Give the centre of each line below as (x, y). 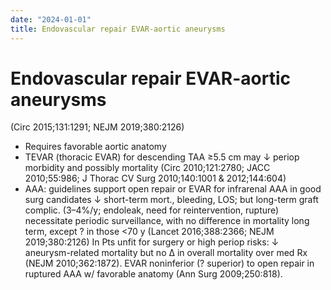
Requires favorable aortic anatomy (95, 147)
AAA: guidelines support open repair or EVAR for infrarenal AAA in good (173, 189)
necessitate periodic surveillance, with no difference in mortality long (167, 221)
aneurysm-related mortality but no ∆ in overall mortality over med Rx (166, 253)
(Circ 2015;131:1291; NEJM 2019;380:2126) (97, 127)
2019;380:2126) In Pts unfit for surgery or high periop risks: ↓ (152, 242)
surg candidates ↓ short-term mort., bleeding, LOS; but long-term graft (171, 200)
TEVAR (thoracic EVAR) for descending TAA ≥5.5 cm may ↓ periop (162, 157)
